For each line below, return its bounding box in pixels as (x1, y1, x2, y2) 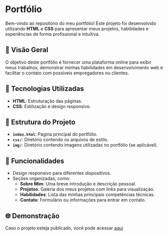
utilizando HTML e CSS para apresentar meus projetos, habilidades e (5, 25, 149, 31)
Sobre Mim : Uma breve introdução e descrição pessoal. (20, 181, 136, 187)
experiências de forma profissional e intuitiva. (5, 31, 100, 37)
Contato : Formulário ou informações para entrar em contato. (20, 197, 146, 203)
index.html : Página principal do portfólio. (12, 131, 98, 137)
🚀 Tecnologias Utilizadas (5, 84, 84, 93)
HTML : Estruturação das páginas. (12, 98, 82, 104)
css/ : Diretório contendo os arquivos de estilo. (12, 136, 109, 143)
